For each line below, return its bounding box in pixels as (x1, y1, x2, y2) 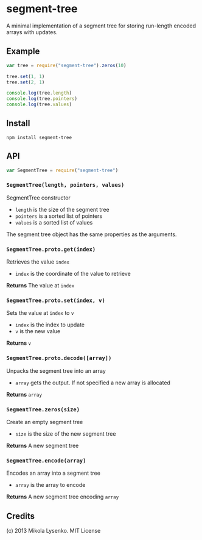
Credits (6, 511, 35, 521)
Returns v (6, 339, 32, 347)
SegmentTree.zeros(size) (6, 406, 80, 413)
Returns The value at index (6, 282, 75, 289)
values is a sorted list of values (15, 218, 93, 226)
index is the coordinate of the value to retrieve (15, 270, 131, 278)
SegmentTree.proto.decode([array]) (6, 355, 112, 362)
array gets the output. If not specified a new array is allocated (15, 379, 170, 386)
